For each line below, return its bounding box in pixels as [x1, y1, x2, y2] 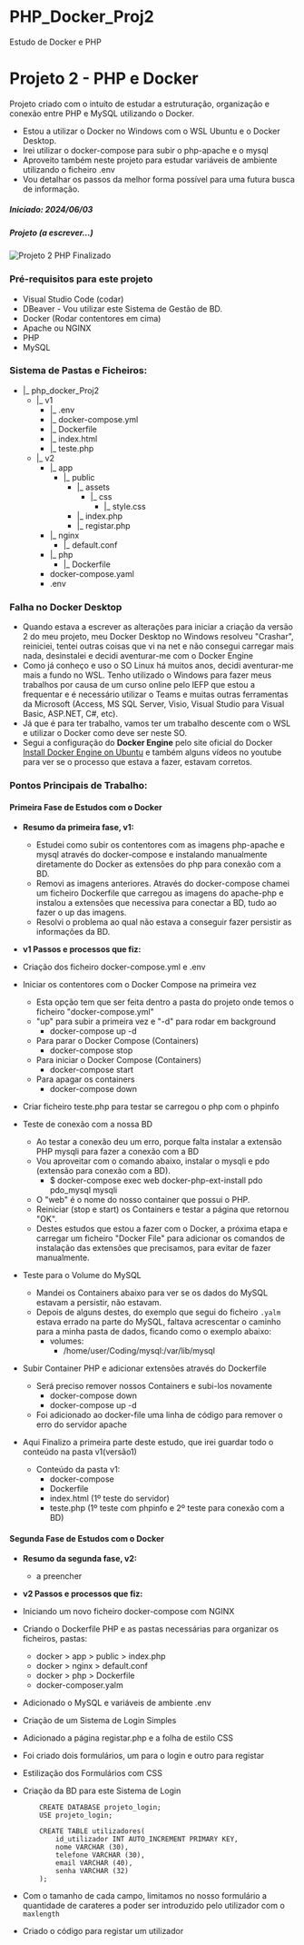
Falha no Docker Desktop [9, 600, 123, 613]
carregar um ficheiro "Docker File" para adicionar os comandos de [35, 1233, 286, 1244]
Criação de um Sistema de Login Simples [22, 1715, 177, 1726]
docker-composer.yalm [35, 1680, 124, 1691]
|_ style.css [103, 501, 147, 511]
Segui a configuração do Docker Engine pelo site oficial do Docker [22, 738, 273, 749]
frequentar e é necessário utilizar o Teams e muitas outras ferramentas [22, 689, 289, 700]
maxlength [22, 1910, 61, 1919]
